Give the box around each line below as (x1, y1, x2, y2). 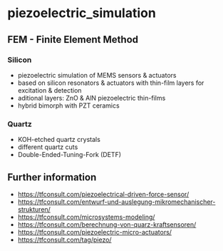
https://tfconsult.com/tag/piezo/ (17, 235, 112, 244)
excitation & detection (17, 86, 82, 94)
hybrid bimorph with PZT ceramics (17, 101, 120, 110)
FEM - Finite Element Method (7, 34, 139, 46)
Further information (7, 171, 97, 183)
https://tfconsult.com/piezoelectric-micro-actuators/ (17, 227, 172, 236)
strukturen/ (17, 205, 51, 213)
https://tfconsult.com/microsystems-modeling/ (17, 212, 155, 221)
